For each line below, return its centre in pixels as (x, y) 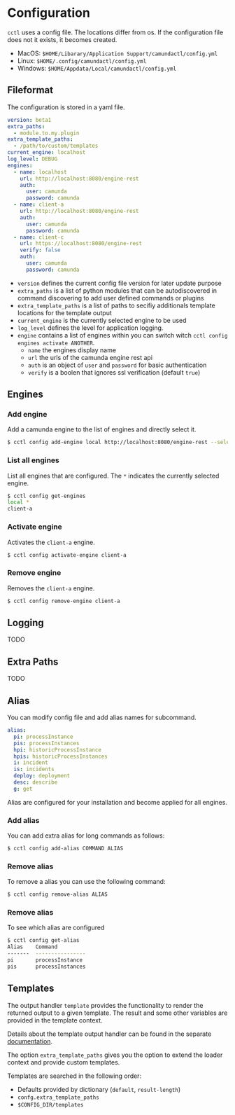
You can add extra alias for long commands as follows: (86, 836)
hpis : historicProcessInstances (61, 756)
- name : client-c (39, 237)
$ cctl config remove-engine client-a (64, 601)
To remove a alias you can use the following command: (86, 882)
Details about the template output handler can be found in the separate (109, 1034)
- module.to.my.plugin (47, 133)
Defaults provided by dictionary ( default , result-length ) (99, 1089)
